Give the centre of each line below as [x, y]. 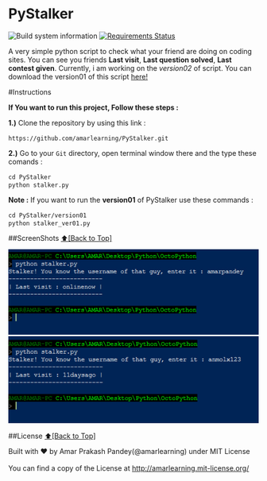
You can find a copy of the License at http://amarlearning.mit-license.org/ [129, 468]
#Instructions [30, 91]
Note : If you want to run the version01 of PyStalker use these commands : [131, 200]
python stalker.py [39, 185]
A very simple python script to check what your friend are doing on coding [130, 51]
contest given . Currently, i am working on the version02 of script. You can [130, 68]
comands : [25, 161]
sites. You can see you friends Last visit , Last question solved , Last [120, 60]
